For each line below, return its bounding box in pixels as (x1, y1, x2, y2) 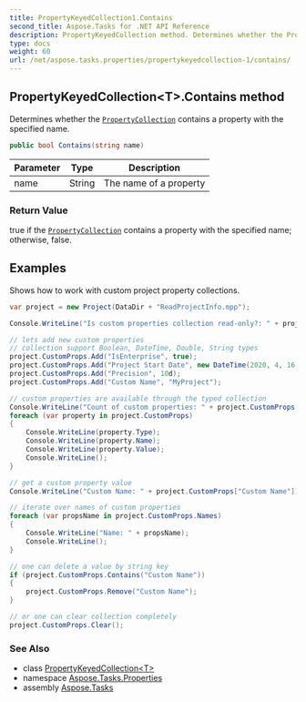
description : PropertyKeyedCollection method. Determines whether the (9, 30, 283, 39)
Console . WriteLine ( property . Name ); (25, 436, 161, 446)
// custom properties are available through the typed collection (9, 393, 267, 403)
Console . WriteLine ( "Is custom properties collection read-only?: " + (9, 319, 280, 328)
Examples (9, 260, 66, 276)
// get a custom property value (9, 478, 132, 487)
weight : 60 (9, 47, 51, 56)
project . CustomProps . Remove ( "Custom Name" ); (25, 587, 198, 596)
